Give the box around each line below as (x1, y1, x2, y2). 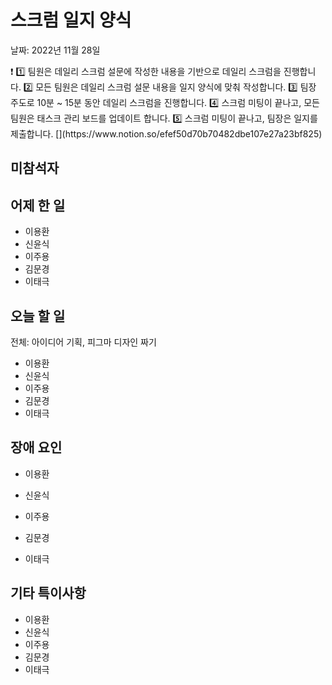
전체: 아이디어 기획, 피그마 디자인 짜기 (10, 336, 157, 348)
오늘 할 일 (10, 307, 66, 325)
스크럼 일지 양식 (10, 9, 132, 32)
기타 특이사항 (10, 585, 87, 602)
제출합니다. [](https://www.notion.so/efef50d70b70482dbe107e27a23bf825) (10, 127, 323, 140)
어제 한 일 (10, 197, 66, 214)
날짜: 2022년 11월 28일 (10, 44, 101, 56)
